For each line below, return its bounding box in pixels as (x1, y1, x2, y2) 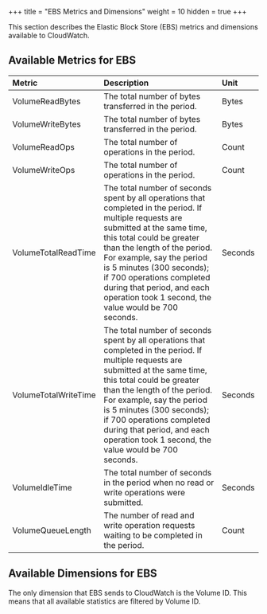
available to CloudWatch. (8, 31, 90, 40)
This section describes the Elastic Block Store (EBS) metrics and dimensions (8, 22, 258, 31)
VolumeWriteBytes (12, 119, 81, 130)
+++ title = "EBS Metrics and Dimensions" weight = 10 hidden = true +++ (8, 7, 247, 16)
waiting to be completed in (103, 530, 203, 541)
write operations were (103, 487, 185, 498)
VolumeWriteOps (12, 164, 75, 175)
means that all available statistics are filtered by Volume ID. (8, 596, 201, 606)
